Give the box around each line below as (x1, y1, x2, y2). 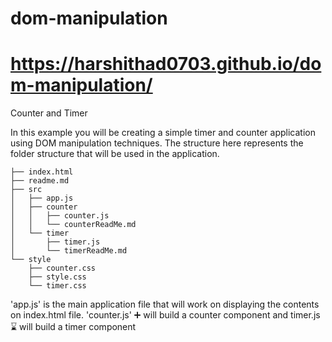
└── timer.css (28, 281, 87, 291)
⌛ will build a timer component (10, 321, 137, 333)
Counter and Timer (10, 107, 88, 119)
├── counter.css (28, 263, 97, 274)
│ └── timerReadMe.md (10, 246, 128, 256)
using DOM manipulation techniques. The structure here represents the (10, 137, 304, 149)
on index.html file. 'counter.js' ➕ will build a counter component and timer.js (10, 309, 321, 321)
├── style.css (28, 272, 87, 282)
